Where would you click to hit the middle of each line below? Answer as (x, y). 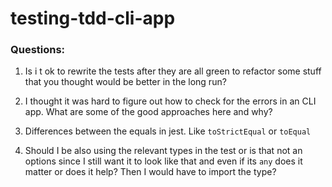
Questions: (38, 50)
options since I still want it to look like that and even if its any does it (163, 161)
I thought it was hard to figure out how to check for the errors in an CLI (170, 101)
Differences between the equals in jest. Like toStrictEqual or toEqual (168, 131)
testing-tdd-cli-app (93, 18)
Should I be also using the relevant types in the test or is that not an (163, 151)
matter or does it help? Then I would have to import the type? (150, 172)
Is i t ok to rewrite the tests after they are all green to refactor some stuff (173, 71)
